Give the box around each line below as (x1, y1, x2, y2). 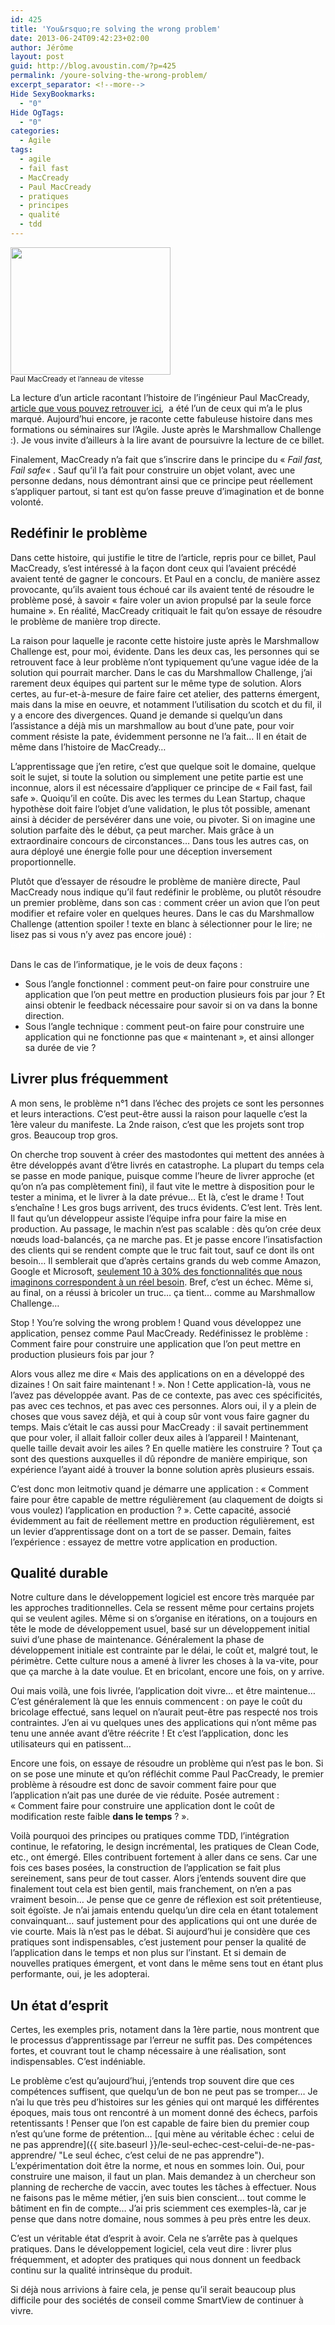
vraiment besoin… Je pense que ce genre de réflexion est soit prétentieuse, (10, 1894, 322, 1906)
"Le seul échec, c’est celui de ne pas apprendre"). (58, 2149, 265, 2161)
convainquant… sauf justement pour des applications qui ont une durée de (10, 1915, 318, 1927)
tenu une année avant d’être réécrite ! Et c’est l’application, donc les (10, 1727, 289, 1740)
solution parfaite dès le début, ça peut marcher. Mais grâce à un (10, 824, 275, 836)
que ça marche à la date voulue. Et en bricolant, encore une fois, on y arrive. (10, 1666, 325, 1678)
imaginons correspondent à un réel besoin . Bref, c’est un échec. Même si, (10, 1276, 314, 1288)
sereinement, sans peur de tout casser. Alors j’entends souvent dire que (10, 1872, 307, 1885)
